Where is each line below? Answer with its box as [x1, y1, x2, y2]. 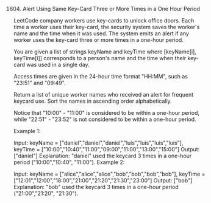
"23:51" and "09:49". [13, 79, 66, 86]
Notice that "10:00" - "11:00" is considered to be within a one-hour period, [13, 109, 200, 116]
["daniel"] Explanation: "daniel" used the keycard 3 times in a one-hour [13, 152, 192, 159]
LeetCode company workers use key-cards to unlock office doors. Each [13, 17, 195, 24]
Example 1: [13, 128, 41, 134]
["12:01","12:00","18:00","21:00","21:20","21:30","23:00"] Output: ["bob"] [13, 177, 193, 184]
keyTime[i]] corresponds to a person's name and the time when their [13, 55, 187, 61]
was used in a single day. [26, 61, 90, 68]
